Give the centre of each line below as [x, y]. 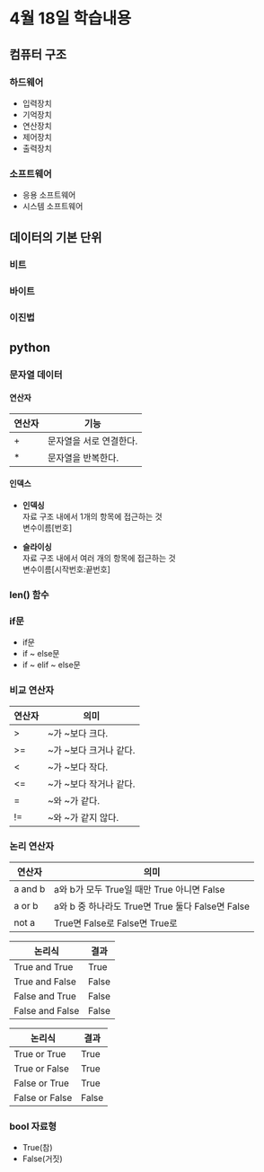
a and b [30, 888]
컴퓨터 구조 [38, 54]
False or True [42, 1083]
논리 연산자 [32, 847]
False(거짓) [42, 1159]
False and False [47, 1010]
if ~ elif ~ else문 [51, 665]
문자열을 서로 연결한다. [93, 441]
